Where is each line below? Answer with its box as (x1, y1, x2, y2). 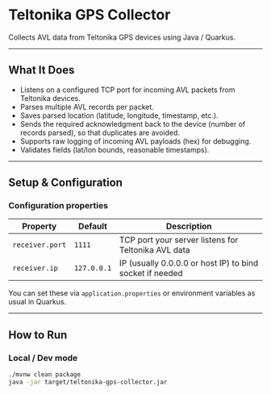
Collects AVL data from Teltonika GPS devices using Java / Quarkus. (8, 32, 236, 42)
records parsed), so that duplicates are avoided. (19, 128, 180, 137)
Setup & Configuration (8, 176, 123, 190)
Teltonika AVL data (119, 245, 191, 256)
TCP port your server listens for (119, 234, 239, 245)
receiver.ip (12, 264, 59, 273)
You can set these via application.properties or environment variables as (8, 288, 256, 298)
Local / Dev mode (8, 352, 78, 363)
